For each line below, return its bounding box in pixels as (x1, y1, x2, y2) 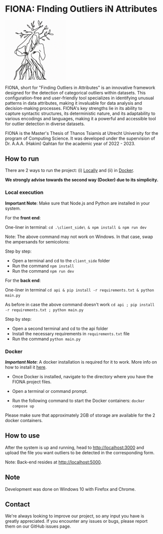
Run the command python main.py (12, 336, 81, 342)
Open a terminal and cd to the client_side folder (12, 258, 110, 263)
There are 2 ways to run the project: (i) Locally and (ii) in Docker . (5, 167, 135, 173)
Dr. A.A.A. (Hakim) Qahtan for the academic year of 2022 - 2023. (5, 140, 135, 147)
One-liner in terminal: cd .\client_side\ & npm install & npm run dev (5, 224, 147, 230)
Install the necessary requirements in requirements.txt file (12, 331, 130, 336)
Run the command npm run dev (12, 268, 74, 274)
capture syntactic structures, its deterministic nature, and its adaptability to (5, 110, 156, 116)
